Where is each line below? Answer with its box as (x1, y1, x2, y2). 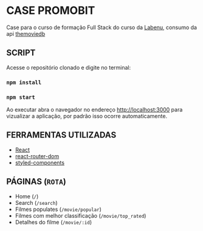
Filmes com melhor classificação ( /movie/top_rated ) (15, 212, 146, 219)
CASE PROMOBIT (6, 4, 95, 18)
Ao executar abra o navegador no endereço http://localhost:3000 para (6, 105, 183, 113)
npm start (6, 93, 35, 101)
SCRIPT (6, 48, 36, 58)
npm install (6, 79, 42, 85)
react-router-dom (15, 152, 60, 159)
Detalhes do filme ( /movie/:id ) (15, 218, 92, 226)
